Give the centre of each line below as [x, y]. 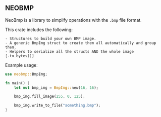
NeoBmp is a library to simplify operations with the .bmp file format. [74, 20]
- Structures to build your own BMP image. [51, 39]
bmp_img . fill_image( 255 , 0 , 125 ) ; [50, 97]
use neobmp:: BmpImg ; [27, 74]
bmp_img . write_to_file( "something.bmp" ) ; [57, 106]
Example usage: [22, 65]
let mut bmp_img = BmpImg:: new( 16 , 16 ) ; [56, 88]
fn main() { [17, 83]
